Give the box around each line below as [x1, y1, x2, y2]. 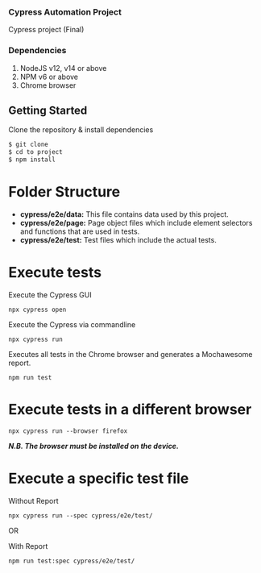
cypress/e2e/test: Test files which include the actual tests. [19, 235, 217, 244]
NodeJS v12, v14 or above [19, 63, 107, 73]
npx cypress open [8, 305, 67, 313]
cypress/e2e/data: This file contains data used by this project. [19, 209, 230, 219]
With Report [8, 541, 48, 550]
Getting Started [8, 103, 88, 117]
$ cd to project [8, 148, 63, 156]
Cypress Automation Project [8, 6, 122, 18]
